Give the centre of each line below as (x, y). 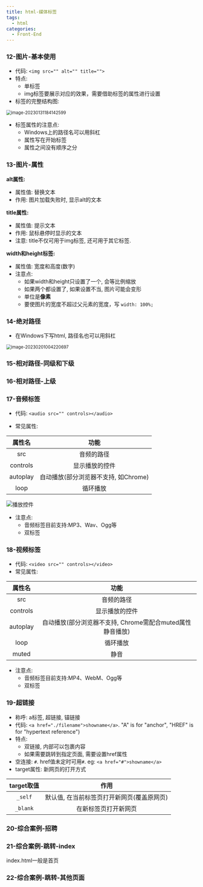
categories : (21, 29)
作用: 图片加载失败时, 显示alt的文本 (58, 199)
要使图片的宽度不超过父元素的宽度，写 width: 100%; (89, 304)
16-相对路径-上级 (31, 381)
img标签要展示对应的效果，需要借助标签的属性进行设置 (92, 94)
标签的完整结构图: (37, 101)
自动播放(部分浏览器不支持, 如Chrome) (94, 477)
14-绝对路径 (24, 321)
